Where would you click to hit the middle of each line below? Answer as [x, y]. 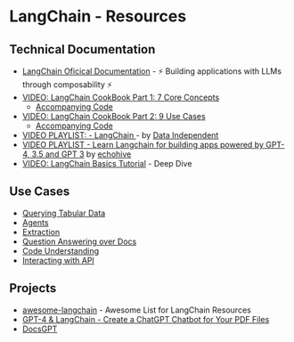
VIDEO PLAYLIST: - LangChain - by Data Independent [120, 135]
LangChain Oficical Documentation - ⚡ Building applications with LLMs [152, 71]
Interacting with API [58, 260]
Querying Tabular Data [64, 213]
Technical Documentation [82, 49]
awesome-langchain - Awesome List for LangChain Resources [136, 310]
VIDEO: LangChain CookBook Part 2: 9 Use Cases [114, 116]
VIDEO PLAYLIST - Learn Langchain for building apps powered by [143, 145]
